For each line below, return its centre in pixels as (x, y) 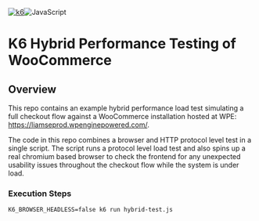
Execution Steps (40, 194)
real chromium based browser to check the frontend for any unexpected (124, 156)
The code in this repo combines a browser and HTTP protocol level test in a (130, 140)
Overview (32, 89)
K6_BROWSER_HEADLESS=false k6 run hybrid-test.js (91, 210)
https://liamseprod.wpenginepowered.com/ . (79, 125)
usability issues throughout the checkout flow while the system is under (124, 165)
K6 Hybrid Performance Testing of (122, 44)
